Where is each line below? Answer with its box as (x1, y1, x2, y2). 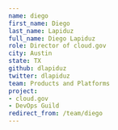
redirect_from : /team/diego (8, 110, 103, 118)
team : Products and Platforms (8, 79, 111, 87)
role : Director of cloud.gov (8, 42, 107, 50)
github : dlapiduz (8, 65, 67, 73)
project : (8, 86, 38, 95)
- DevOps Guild (8, 102, 60, 110)
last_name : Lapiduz (8, 27, 74, 35)
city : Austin (8, 49, 53, 57)
